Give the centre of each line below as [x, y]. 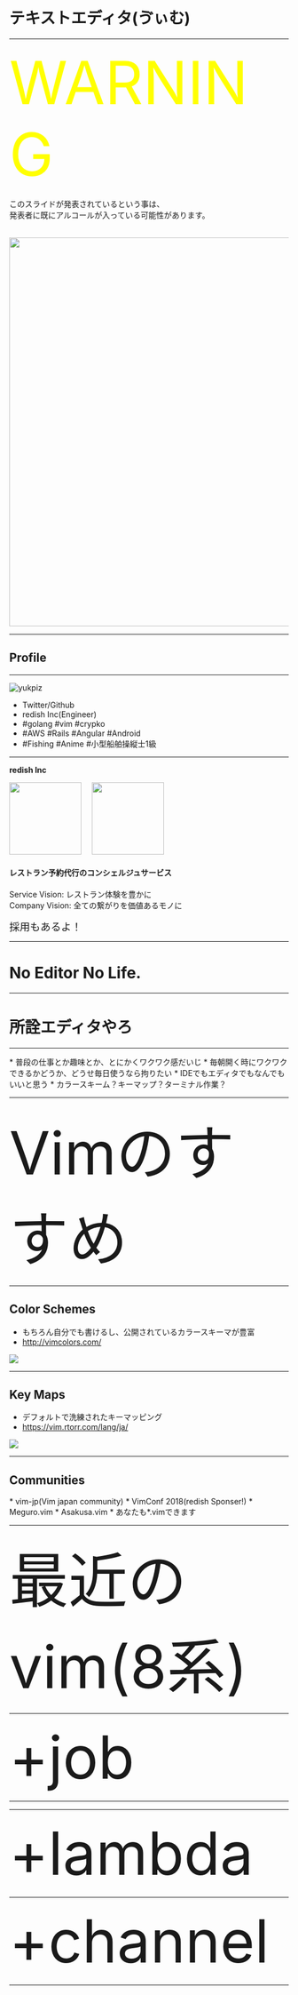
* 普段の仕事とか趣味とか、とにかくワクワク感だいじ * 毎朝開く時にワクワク [149, 1062]
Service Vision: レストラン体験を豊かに [81, 894]
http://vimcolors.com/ [62, 1342]
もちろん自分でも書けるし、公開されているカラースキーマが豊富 [138, 1332]
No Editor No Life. [75, 973]
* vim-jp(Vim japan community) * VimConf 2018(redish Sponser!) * [131, 1502]
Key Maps [37, 1395]
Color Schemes [52, 1309]
